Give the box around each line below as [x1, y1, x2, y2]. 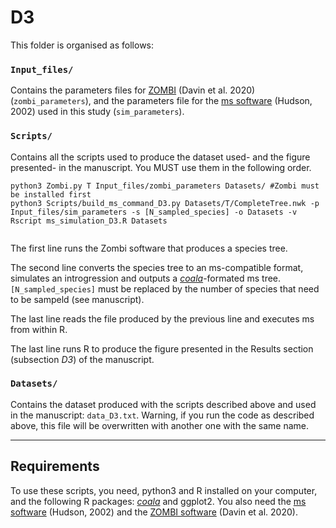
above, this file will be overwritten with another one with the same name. [10, 419, 310, 431]
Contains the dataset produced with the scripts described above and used [10, 398, 317, 410]
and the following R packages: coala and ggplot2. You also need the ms [10, 495, 307, 507]
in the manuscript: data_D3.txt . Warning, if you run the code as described [10, 409, 315, 421]
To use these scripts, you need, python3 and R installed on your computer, [10, 484, 318, 496]
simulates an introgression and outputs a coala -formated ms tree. [10, 272, 282, 284]
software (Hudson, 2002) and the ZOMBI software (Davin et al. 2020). [10, 506, 298, 518]
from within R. [10, 323, 68, 335]
